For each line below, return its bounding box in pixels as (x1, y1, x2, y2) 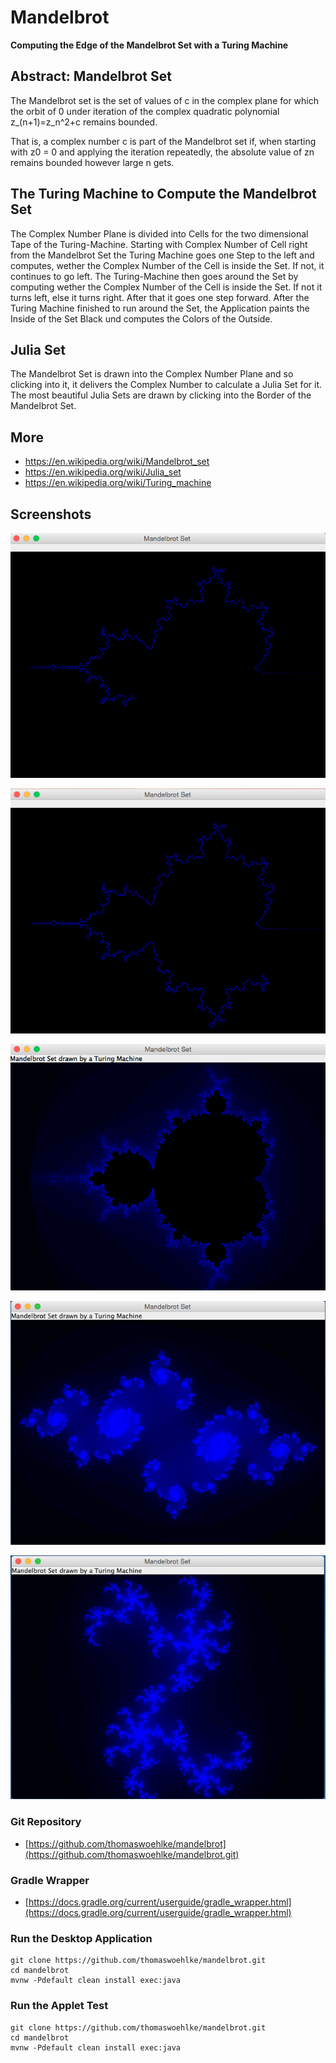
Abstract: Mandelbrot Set (10, 68, 172, 85)
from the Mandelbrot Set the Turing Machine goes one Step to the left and (10, 249, 315, 261)
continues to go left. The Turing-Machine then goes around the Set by (10, 270, 299, 282)
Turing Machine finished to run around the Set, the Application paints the (10, 302, 310, 314)
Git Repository (10, 1815, 82, 1829)
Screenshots (10, 506, 92, 523)
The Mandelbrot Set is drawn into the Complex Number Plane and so (10, 368, 294, 380)
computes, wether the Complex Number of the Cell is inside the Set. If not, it (10, 259, 325, 271)
